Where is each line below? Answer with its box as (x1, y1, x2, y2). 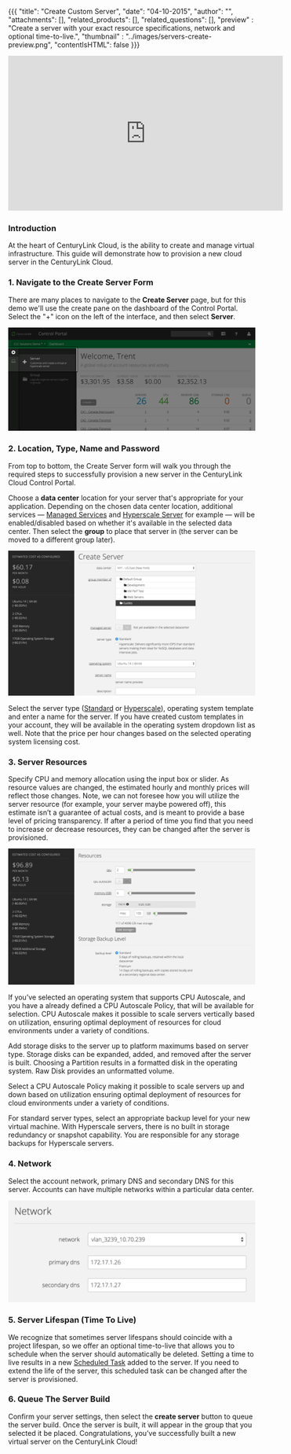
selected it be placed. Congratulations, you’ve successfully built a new (8, 1428, 237, 1437)
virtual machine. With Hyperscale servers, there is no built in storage (8, 1122, 230, 1132)
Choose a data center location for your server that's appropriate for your (8, 493, 244, 502)
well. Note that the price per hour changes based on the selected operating (8, 728, 252, 738)
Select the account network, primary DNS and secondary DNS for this (8, 1176, 234, 1186)
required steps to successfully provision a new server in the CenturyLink (8, 469, 243, 479)
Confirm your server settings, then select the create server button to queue (8, 1412, 253, 1421)
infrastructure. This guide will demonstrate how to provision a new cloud (8, 249, 242, 259)
